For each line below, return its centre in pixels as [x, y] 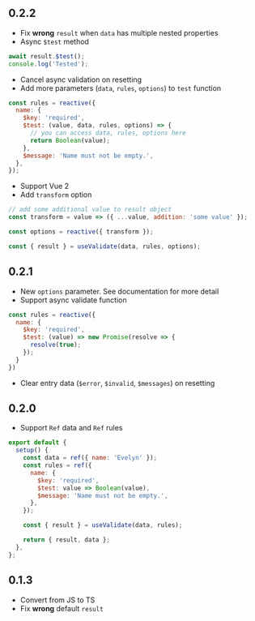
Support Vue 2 [45, 186]
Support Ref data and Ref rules [71, 428]
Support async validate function [73, 300]
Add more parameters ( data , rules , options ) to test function [121, 88]
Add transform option [56, 195]
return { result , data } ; [67, 540]
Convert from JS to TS [57, 600]
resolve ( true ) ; [55, 345]
